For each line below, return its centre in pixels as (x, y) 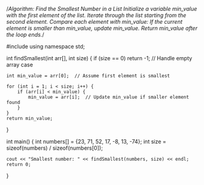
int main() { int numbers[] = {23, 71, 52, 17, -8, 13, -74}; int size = (86, 141)
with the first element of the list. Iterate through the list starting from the (97, 15)
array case (20, 65)
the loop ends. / (25, 35)
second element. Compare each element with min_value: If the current (94, 22)
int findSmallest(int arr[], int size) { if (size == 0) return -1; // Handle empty (99, 58)
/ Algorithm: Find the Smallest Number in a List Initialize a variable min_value (102, 9)
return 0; (19, 164)
